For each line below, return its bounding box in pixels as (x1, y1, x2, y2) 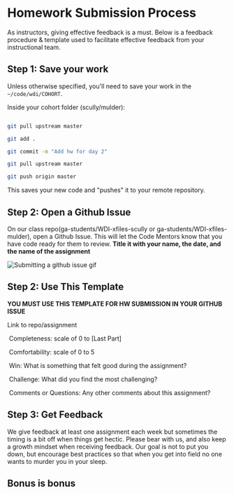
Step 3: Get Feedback (7, 409, 103, 421)
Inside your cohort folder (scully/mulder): (7, 103, 126, 111)
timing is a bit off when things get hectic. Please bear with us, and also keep (7, 434, 226, 443)
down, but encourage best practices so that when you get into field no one (7, 450, 222, 458)
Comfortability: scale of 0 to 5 (8, 348, 95, 356)
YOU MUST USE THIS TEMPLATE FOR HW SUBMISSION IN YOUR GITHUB (7, 299, 223, 308)
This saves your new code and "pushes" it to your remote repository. (7, 186, 206, 194)
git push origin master (7, 173, 77, 180)
